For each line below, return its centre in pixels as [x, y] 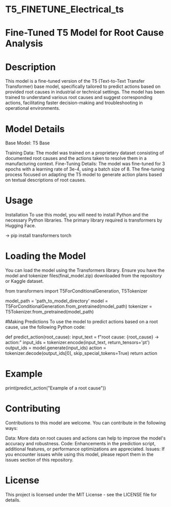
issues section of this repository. [39, 460]
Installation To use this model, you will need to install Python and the [77, 215]
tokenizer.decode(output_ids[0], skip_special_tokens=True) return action [81, 353]
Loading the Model [46, 256]
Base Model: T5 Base [27, 143]
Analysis [24, 44]
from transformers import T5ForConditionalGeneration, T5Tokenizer [76, 291]
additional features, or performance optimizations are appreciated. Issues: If [85, 449]
